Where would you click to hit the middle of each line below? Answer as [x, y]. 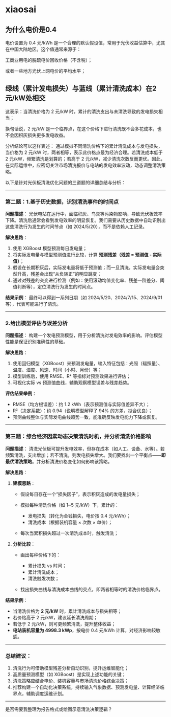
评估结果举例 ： [21, 394]
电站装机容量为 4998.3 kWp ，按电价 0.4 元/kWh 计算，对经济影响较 [84, 630]
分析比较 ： [24, 544]
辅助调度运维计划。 [46, 693]
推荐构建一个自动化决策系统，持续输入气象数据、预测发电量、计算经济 [86, 687]
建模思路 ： [24, 483]
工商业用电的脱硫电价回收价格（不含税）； [49, 60]
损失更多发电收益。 [47, 135]
